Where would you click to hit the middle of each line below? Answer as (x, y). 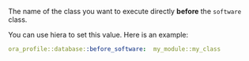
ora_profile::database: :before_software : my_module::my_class (115, 49)
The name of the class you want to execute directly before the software (125, 11)
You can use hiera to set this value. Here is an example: (98, 35)
